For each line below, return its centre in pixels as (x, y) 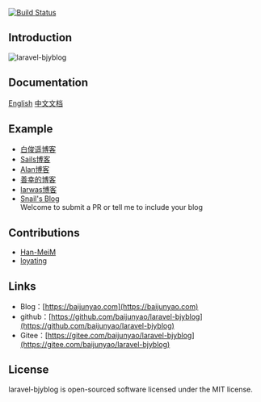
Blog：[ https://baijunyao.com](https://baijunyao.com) (109, 307)
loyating (33, 261)
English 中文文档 (36, 103)
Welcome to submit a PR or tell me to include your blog (112, 207)
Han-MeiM (38, 252)
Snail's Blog (40, 199)
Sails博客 (35, 159)
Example (31, 129)
